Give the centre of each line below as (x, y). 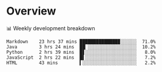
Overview (31, 11)
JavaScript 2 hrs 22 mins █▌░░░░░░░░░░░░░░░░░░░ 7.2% (81, 57)
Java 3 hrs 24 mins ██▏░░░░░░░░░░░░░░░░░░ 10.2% (81, 47)
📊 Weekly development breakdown (51, 28)
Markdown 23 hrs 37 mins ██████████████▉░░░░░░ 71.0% (81, 41)
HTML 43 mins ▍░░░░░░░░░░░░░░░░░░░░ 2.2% (81, 63)
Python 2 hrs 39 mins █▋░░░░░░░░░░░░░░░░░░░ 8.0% (81, 52)
